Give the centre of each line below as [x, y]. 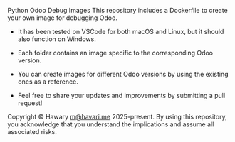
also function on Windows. [57, 39]
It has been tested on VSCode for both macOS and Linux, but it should [121, 32]
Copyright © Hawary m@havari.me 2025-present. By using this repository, [117, 117]
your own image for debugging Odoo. [62, 18]
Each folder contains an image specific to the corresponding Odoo [115, 53]
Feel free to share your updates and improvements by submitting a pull [121, 95]
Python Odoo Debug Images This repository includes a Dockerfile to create [117, 10]
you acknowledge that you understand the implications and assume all [111, 124]
